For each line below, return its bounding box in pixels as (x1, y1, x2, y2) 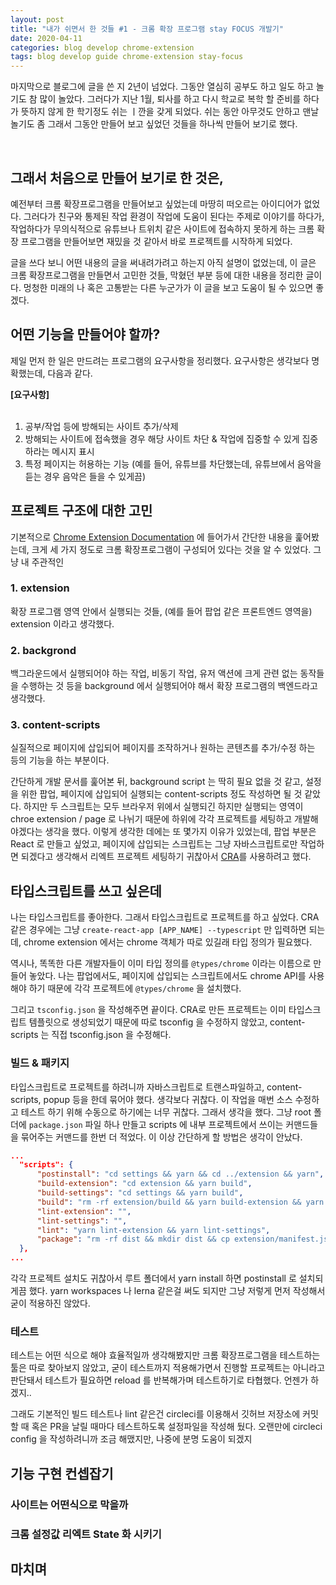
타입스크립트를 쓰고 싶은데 (10, 882, 162, 900)
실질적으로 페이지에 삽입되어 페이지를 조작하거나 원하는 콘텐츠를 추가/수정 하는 (10, 742, 316, 754)
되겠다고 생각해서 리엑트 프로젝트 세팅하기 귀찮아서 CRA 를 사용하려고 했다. (20, 851, 312, 863)
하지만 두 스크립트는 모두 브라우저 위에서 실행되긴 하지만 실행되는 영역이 (23, 801, 304, 813)
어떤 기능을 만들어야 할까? (10, 326, 161, 343)
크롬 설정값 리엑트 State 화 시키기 (10, 1527, 162, 1541)
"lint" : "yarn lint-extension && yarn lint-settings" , (36, 1225, 271, 1235)
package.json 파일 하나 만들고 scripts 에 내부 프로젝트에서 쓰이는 (28, 1118, 284, 1130)
